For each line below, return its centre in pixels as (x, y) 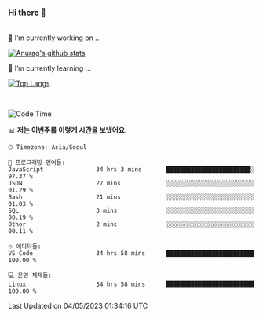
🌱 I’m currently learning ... (50, 68)
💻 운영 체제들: (30, 276)
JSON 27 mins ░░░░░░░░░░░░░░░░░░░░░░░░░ (131, 184)
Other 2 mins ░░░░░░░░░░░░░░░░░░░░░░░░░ (131, 225)
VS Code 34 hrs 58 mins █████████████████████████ (131, 254)
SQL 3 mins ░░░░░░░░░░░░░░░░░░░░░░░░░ (131, 211)
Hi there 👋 (27, 13)
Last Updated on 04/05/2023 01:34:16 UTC (78, 306)
